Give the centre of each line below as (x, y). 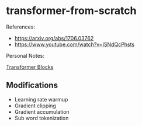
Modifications (32, 85)
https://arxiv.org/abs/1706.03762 (54, 38)
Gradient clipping (35, 106)
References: (20, 27)
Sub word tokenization (41, 118)
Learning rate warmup (41, 99)
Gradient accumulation (42, 111)
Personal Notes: (25, 55)
